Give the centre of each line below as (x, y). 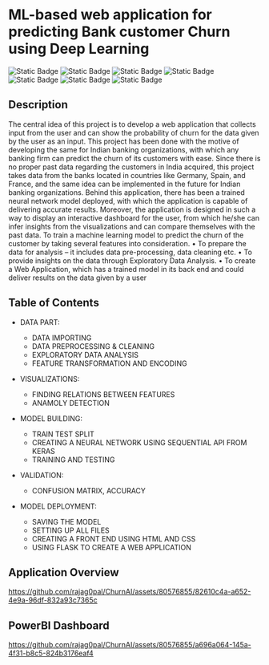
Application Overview (64, 572)
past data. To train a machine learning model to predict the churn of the (126, 235)
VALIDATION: (42, 475)
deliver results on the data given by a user (78, 278)
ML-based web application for (110, 15)
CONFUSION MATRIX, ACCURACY (89, 490)
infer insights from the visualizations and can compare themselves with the (132, 226)
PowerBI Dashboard (59, 625)
